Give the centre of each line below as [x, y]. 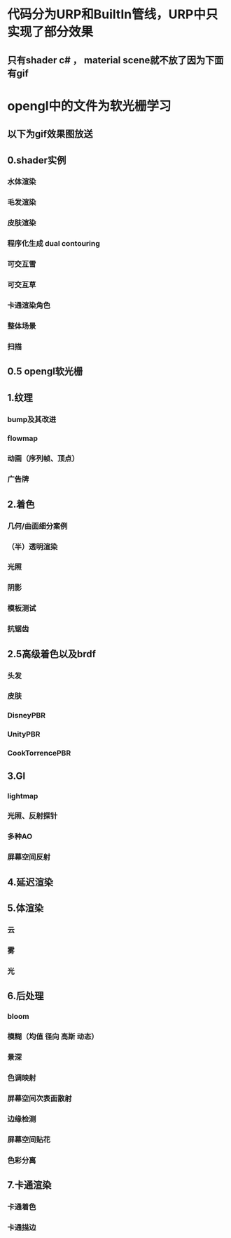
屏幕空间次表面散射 [40, 1098]
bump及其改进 [32, 419]
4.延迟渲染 [30, 882]
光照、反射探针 [33, 816]
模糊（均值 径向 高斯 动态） [53, 1036]
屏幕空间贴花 [29, 1140]
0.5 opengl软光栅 [45, 372]
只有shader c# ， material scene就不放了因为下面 [115, 60]
